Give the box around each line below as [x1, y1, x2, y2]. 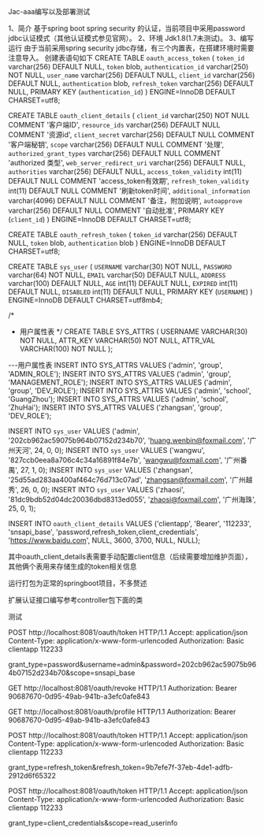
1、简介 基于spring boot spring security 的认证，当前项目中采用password [8, 24, 246, 33]
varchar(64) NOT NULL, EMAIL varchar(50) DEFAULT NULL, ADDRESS [8, 270, 226, 280]
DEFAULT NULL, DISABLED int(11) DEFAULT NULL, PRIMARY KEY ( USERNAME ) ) [8, 287, 254, 296]
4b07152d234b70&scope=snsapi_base [8, 668, 136, 677]
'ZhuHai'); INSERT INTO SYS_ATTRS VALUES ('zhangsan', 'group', [8, 403, 223, 412]
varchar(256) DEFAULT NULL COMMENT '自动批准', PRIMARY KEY [8, 206, 225, 215]
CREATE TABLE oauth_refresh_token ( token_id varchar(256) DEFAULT [8, 230, 238, 239]
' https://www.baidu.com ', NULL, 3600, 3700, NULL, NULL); [8, 536, 201, 545]
